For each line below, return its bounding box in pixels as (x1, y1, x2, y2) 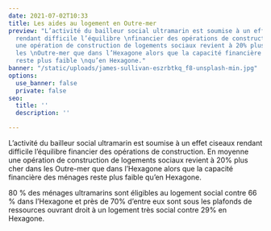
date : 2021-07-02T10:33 (8, 11, 89, 20)
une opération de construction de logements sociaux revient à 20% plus (8, 155, 248, 165)
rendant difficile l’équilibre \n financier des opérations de (15, 34, 229, 43)
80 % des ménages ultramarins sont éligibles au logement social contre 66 (8, 188, 257, 197)
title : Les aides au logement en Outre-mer (8, 19, 157, 27)
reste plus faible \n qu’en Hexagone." (15, 57, 147, 65)
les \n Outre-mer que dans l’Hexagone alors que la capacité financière (15, 49, 262, 57)
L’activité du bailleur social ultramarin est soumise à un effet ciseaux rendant (8, 138, 263, 147)
